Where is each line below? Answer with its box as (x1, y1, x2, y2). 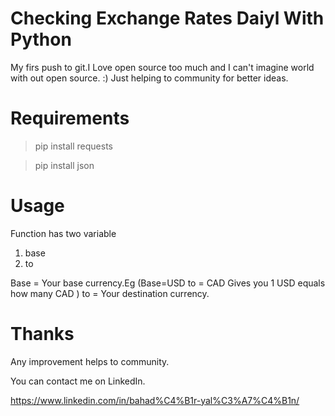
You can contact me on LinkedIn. (10, 375, 146, 387)
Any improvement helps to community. (10, 355, 170, 367)
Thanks (10, 323, 75, 345)
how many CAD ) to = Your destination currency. (10, 287, 210, 299)
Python (10, 28, 72, 51)
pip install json (34, 159, 95, 171)
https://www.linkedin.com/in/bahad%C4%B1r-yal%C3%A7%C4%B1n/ (10, 394, 300, 406)
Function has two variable (10, 227, 117, 239)
